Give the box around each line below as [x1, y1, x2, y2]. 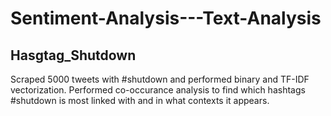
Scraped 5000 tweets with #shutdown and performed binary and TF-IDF [10, 73, 310, 85]
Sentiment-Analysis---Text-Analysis [10, 7, 322, 30]
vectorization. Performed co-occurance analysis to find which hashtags [10, 84, 306, 96]
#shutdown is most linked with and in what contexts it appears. [10, 95, 270, 106]
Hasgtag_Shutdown [10, 47, 137, 64]
